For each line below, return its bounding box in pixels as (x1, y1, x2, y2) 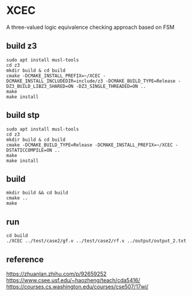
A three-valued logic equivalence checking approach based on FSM (6, 23, 175, 31)
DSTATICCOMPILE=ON (6, 147, 52, 153)
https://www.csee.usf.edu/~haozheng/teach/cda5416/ (6, 277, 140, 283)
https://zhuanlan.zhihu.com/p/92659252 (6, 270, 107, 277)
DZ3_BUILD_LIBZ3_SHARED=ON (6, 83, 74, 89)
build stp (6, 110, 40, 120)
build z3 (6, 41, 37, 51)
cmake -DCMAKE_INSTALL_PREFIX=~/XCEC (6, 73, 101, 79)
